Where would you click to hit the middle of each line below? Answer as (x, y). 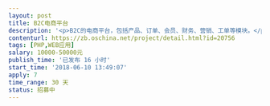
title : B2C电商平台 (39, 23)
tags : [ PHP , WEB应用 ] (41, 45)
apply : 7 (23, 75)
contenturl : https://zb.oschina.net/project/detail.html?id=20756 (122, 38)
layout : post (30, 16)
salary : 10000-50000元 (45, 53)
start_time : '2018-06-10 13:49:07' (68, 68)
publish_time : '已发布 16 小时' (59, 61)
